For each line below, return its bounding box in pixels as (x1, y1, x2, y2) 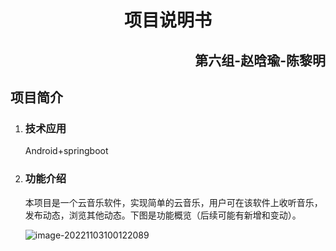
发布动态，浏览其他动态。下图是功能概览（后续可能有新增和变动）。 (24, 209, 302, 221)
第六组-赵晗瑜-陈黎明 (194, 52, 326, 69)
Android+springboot (24, 145, 109, 157)
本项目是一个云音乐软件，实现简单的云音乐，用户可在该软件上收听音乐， (24, 196, 323, 208)
